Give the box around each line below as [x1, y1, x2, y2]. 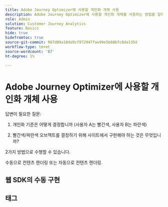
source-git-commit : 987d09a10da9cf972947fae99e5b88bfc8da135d [5, 40, 137, 45]
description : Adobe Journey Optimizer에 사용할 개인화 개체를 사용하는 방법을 [5, 12, 155, 17]
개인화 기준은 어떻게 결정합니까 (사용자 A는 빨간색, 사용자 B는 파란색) [12, 122, 147, 128]
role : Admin [5, 16, 30, 21]
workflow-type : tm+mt [5, 44, 50, 49]
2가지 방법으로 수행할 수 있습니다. [5, 149, 71, 155]
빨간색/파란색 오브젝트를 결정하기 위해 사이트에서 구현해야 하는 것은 [12, 132, 144, 138]
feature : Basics [5, 26, 39, 31]
